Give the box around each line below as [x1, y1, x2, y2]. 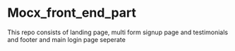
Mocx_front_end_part [7, 5, 136, 21]
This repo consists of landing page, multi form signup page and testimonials [7, 28, 228, 36]
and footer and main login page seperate [7, 35, 126, 43]
